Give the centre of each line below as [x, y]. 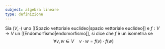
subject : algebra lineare [32, 10]
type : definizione [24, 14]
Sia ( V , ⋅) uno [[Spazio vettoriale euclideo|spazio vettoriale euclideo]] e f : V [82, 28]
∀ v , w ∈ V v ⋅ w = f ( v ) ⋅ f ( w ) [83, 41]
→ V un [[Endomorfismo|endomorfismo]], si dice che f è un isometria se [79, 33]
